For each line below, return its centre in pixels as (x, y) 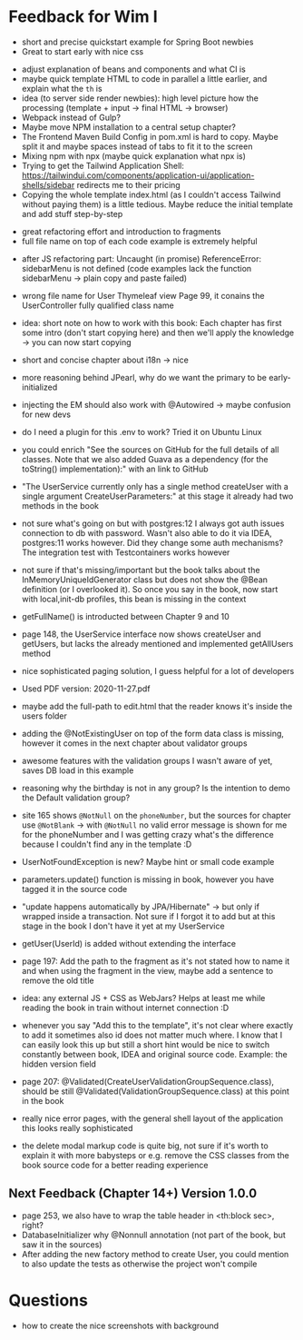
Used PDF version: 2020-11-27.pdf (86, 689)
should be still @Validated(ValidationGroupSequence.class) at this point (155, 1091)
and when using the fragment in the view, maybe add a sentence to (147, 970)
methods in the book (60, 505)
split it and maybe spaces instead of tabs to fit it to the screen (137, 146)
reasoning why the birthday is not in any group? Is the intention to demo (156, 788)
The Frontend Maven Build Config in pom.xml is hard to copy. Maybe (150, 136)
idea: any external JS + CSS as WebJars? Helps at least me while (143, 998)
